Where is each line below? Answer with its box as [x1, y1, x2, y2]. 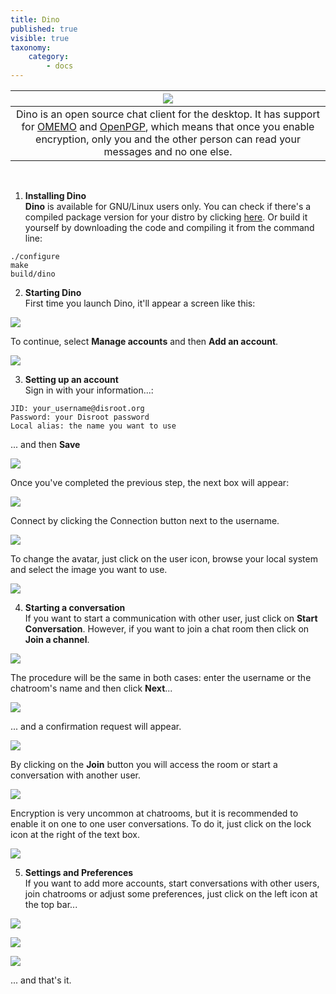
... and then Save [10, 439, 81, 450]
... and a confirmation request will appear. [10, 721, 182, 732]
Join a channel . [24, 634, 90, 645]
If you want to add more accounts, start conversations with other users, [24, 877, 320, 889]
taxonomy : [10, 42, 52, 53]
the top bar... [24, 899, 78, 910]
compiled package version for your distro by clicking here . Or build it [24, 211, 308, 223]
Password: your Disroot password [10, 412, 150, 422]
